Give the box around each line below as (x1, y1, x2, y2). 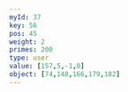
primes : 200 (9, 46, 53, 54)
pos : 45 (9, 29, 38, 38)
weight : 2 (9, 37, 46, 46)
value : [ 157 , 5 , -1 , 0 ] (9, 62, 86, 71)
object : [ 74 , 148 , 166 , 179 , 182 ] (9, 70, 121, 79)
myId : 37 (9, 12, 41, 22)
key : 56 (9, 21, 38, 30)
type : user (9, 53, 49, 62)
